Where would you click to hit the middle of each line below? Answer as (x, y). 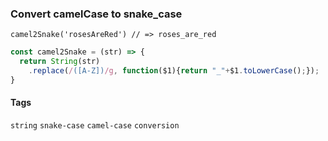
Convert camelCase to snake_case (96, 14)
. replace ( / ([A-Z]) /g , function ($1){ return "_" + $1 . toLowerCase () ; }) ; (174, 71)
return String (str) (60, 62)
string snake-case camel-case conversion (95, 126)
